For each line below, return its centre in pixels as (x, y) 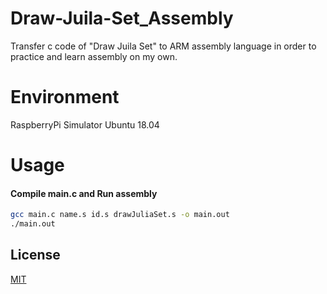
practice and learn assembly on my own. (94, 56)
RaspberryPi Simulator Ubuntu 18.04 (85, 124)
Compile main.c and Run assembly (84, 193)
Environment (65, 97)
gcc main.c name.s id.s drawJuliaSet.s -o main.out (120, 215)
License (35, 255)
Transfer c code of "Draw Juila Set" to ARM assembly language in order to (163, 46)
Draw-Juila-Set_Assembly (122, 18)
